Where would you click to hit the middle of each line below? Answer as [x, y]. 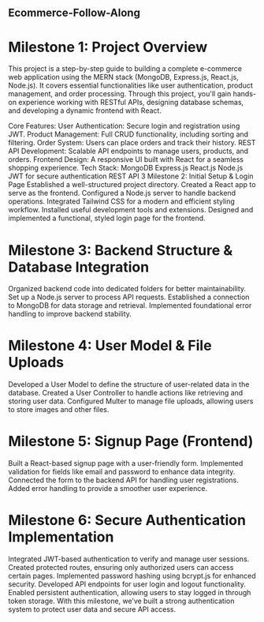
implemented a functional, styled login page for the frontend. [107, 218]
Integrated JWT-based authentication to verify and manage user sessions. [129, 559]
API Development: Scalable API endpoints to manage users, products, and [128, 151]
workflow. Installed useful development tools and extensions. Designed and [131, 210]
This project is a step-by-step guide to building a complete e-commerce [125, 69]
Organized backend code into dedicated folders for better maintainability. [127, 289]
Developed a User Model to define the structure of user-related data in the [129, 384]
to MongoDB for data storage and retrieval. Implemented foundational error [130, 305]
